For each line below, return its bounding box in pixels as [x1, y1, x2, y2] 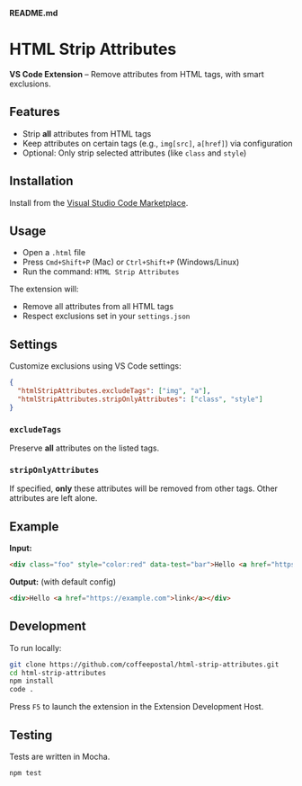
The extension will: [9, 283, 79, 295]
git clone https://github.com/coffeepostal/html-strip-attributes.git [9, 660, 280, 669]
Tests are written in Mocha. [9, 751, 111, 762]
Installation [9, 174, 74, 189]
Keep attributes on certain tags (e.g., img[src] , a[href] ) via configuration [22, 138, 293, 148]
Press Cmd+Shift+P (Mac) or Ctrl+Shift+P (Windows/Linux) [22, 256, 240, 268]
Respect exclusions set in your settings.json [22, 310, 191, 322]
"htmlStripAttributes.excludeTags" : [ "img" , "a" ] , [17, 387, 211, 396]
